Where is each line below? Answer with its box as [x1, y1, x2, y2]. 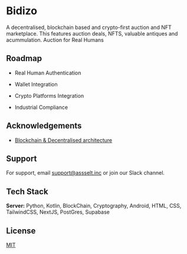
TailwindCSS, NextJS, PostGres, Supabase [6, 208, 110, 216]
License [6, 226, 36, 236]
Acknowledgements [6, 121, 82, 131]
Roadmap [6, 53, 42, 63]
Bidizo [6, 4, 37, 18]
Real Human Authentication [14, 69, 81, 76]
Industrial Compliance [14, 104, 68, 111]
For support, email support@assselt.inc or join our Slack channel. [6, 169, 165, 176]
